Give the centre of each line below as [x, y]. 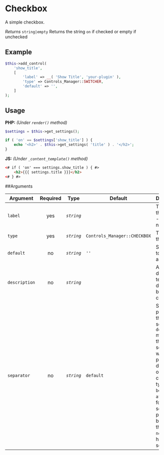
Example [19, 52]
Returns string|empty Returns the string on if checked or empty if [71, 31]
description [21, 282]
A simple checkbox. [25, 22]
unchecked [16, 37]
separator [19, 375]
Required [51, 198]
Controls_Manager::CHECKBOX [119, 236]
